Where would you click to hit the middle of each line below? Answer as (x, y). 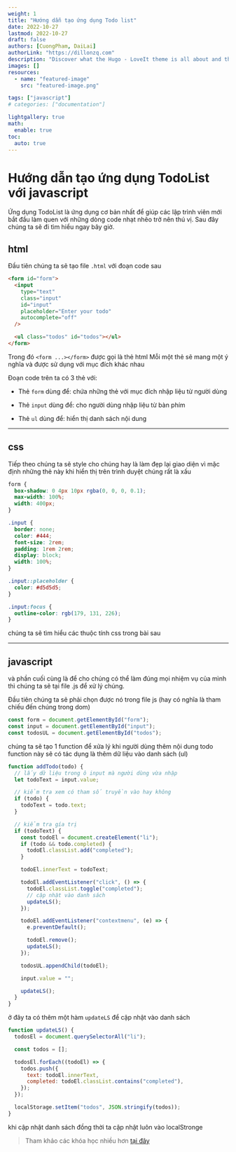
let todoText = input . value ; (57, 779)
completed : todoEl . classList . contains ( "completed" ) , (105, 1082)
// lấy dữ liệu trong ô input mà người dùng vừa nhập (96, 773)
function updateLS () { (41, 1030)
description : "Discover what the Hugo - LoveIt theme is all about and (114, 60)
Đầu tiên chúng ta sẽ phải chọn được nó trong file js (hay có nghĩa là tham (114, 700)
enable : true (33, 130)
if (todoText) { (38, 831)
